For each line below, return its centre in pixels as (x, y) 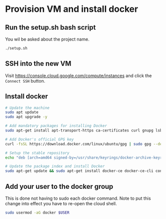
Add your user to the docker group (59, 186)
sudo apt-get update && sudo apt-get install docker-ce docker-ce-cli (79, 171)
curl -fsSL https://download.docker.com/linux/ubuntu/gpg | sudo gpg (78, 144)
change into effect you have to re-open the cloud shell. (61, 203)
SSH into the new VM (38, 64)
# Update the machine (27, 108)
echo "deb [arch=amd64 (28, 157)
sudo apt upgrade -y (26, 117)
